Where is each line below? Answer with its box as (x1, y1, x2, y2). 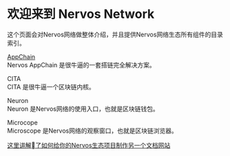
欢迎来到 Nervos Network (7, 6, 155, 22)
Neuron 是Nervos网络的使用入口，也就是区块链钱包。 (7, 104, 160, 113)
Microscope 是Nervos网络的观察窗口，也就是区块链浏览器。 (7, 126, 178, 135)
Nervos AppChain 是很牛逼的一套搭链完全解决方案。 (7, 60, 156, 69)
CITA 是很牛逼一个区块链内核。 (7, 82, 95, 91)
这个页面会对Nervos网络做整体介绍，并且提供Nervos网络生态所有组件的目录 (7, 30, 224, 38)
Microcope (7, 118, 38, 126)
